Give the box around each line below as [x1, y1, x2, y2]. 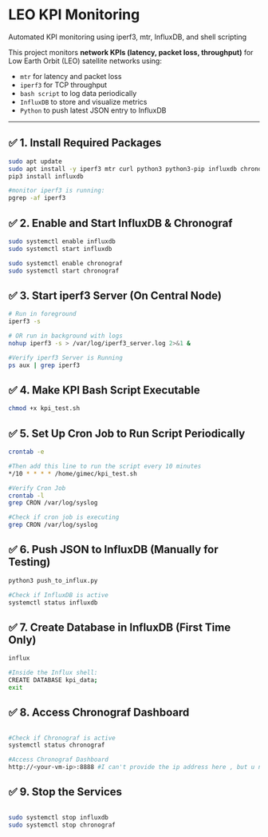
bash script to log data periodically [19, 88, 137, 98]
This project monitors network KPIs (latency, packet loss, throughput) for [8, 47, 254, 57]
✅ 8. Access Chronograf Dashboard [8, 706, 190, 719]
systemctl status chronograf [8, 741, 105, 749]
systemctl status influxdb [8, 598, 98, 607]
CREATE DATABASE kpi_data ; [8, 676, 98, 684]
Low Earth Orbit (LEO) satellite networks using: [8, 56, 162, 66]
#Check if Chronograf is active [8, 734, 116, 742]
